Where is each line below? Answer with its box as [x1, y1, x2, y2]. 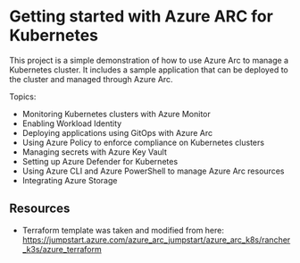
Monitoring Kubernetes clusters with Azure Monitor [21, 108, 212, 119]
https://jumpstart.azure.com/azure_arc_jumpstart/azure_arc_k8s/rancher [21, 234, 291, 245]
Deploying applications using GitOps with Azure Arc [21, 127, 212, 138]
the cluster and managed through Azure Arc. [9, 73, 173, 84]
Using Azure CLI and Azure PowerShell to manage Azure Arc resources [21, 165, 285, 176]
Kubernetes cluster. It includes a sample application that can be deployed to [9, 64, 288, 75]
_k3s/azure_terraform [21, 243, 103, 254]
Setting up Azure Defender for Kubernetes [21, 156, 179, 166]
